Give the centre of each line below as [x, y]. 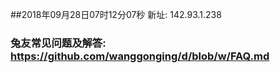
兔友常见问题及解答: [58, 43]
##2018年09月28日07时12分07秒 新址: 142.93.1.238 [116, 14]
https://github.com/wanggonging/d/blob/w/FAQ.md [140, 56]
